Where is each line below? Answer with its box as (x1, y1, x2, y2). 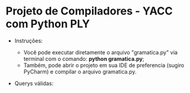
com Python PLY (5, 17, 90, 31)
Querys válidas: (14, 80, 54, 87)
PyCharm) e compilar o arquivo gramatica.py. (23, 68, 137, 75)
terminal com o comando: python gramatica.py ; (23, 55, 145, 62)
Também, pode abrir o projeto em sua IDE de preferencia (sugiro (23, 62, 185, 69)
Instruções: (14, 37, 43, 44)
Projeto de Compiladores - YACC (5, 4, 173, 18)
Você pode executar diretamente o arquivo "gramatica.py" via (23, 48, 178, 56)
